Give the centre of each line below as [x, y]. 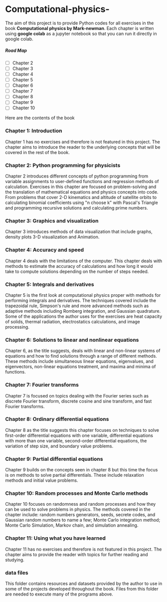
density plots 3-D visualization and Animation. [52, 237]
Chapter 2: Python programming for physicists [63, 165]
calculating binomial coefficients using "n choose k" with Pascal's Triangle [82, 202]
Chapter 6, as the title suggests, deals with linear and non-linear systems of [83, 351]
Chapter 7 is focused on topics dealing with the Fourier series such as [77, 396]
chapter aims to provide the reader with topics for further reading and [77, 554]
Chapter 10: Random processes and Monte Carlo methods [77, 493]
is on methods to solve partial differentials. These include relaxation [75, 475]
